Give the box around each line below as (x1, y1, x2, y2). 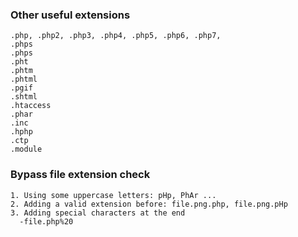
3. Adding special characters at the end (10, 208, 186, 218)
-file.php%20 (19, 216, 74, 227)
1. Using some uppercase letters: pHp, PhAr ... (10, 190, 217, 200)
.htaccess (10, 101, 52, 111)
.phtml (10, 74, 38, 85)
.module (10, 144, 43, 155)
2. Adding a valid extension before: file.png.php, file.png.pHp (10, 199, 288, 209)
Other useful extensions (10, 8, 131, 22)
